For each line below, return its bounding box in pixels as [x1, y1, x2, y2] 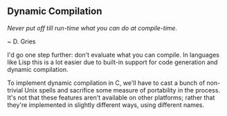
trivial [7, 86, 23, 94]
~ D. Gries [7, 37, 36, 46]
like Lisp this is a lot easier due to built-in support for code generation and [7, 58, 218, 66]
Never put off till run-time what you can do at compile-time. [7, 23, 178, 32]
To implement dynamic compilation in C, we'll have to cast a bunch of [7, 79, 206, 87]
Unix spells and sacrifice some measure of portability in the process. [24, 86, 220, 94]
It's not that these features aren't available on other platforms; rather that [7, 93, 215, 101]
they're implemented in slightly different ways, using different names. [7, 100, 205, 109]
